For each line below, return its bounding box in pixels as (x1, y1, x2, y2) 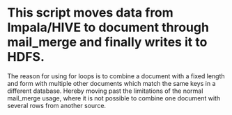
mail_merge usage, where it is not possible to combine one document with (7, 94, 221, 102)
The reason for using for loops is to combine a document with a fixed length (7, 71, 225, 80)
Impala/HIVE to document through (7, 19, 209, 35)
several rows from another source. (7, 101, 107, 109)
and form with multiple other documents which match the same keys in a (7, 79, 216, 87)
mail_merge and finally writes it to (7, 35, 208, 50)
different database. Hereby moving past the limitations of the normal (7, 87, 203, 95)
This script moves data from (7, 5, 174, 21)
